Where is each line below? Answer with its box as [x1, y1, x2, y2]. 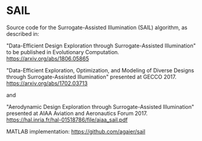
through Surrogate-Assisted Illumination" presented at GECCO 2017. [6, 73, 176, 80]
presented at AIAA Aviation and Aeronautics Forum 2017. [6, 109, 148, 117]
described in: [6, 30, 40, 37]
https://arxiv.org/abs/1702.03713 [6, 80, 88, 87]
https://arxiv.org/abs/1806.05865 [6, 55, 89, 62]
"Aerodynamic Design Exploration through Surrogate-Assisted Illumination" [6, 103, 195, 110]
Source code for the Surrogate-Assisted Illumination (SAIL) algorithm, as [6, 24, 187, 31]
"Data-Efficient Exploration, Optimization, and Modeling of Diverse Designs [6, 66, 195, 74]
